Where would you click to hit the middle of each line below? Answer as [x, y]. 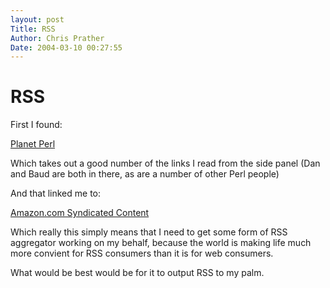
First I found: [36, 125]
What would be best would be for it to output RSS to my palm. [137, 273]
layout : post [37, 19]
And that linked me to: [56, 193]
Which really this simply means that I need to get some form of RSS [149, 232]
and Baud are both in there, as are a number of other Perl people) [145, 174]
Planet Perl [33, 144]
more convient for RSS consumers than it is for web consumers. [142, 253]
